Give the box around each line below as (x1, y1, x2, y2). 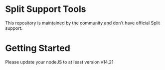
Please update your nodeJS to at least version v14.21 (5, 59, 114, 65)
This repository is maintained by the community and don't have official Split (5, 20, 161, 26)
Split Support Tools (5, 3, 86, 15)
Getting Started (5, 43, 71, 54)
